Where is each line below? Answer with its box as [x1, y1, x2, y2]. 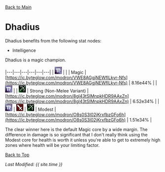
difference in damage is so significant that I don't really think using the [5, 131, 148, 137]
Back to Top [5, 152, 30, 158]
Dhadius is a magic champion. [5, 57, 66, 63]
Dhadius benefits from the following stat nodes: [5, 38, 102, 43]
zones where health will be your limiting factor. [5, 142, 100, 148]
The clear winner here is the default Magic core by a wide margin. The [5, 126, 148, 132]
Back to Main [5, 4, 32, 10]
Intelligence [12, 47, 36, 53]
